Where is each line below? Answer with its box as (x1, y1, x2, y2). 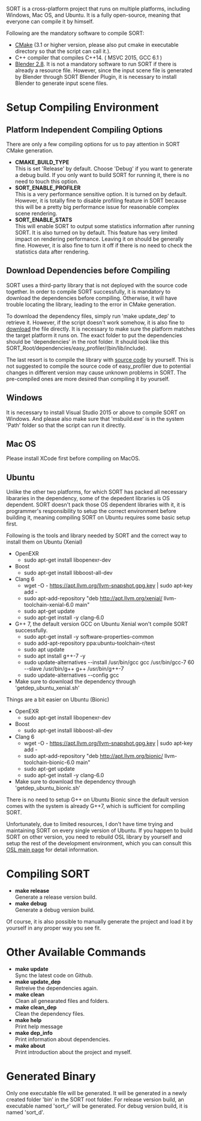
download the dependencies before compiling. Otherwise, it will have (6, 294, 178, 302)
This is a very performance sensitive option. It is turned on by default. (14, 191, 187, 197)
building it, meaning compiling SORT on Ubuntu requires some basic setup (6, 514, 191, 521)
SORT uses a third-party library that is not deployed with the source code (6, 281, 188, 288)
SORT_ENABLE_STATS (14, 216, 73, 223)
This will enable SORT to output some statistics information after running (14, 223, 195, 229)
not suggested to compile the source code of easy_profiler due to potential (6, 362, 191, 370)
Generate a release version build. (14, 893, 97, 901)
